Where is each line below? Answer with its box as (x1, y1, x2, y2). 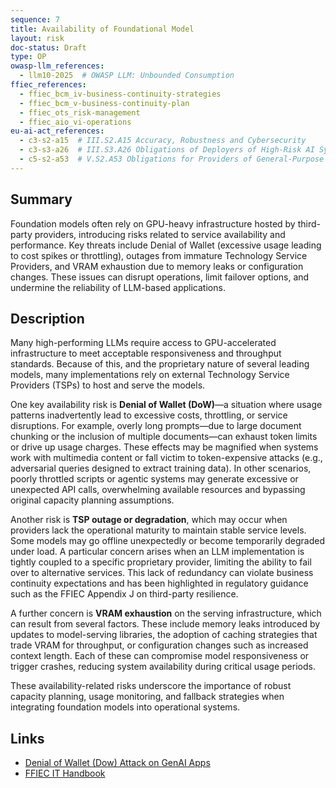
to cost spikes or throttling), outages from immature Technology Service (10, 249, 308, 261)
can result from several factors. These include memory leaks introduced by (10, 618, 321, 630)
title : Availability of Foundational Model (10, 24, 195, 34)
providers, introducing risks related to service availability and (34, 228, 286, 240)
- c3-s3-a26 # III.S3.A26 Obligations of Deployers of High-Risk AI (19, 145, 315, 155)
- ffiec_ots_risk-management (19, 107, 141, 118)
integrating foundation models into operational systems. (10, 701, 241, 713)
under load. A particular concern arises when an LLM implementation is (10, 546, 305, 558)
